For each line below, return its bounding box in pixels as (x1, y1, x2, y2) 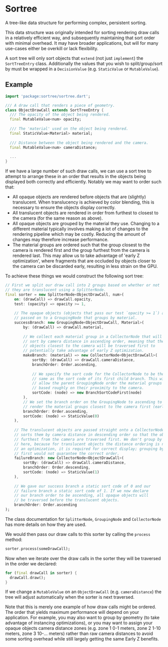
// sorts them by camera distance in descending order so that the (14, 432, 157, 437)
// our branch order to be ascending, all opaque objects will (14, 493, 149, 498)
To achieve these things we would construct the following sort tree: (5, 273, 144, 279)
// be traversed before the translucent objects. (14, 498, 120, 503)
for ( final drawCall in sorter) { (5, 570, 77, 576)
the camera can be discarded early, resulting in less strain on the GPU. (12, 263, 158, 269)
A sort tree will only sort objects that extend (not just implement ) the (5, 55, 143, 61)
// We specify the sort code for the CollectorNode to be (31, 372, 155, 377)
